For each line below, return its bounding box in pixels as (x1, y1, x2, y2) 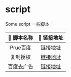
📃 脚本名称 (8, 34, 33, 41)
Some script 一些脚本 (5, 21, 50, 27)
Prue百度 (10, 44, 31, 51)
